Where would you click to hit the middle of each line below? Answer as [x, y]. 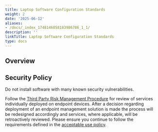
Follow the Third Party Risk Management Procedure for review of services [79, 98]
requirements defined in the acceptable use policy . [56, 124]
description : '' [21, 32]
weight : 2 [15, 14]
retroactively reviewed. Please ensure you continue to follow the [69, 119]
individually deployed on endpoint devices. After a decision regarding [75, 104]
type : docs [16, 41]
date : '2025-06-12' [25, 19]
